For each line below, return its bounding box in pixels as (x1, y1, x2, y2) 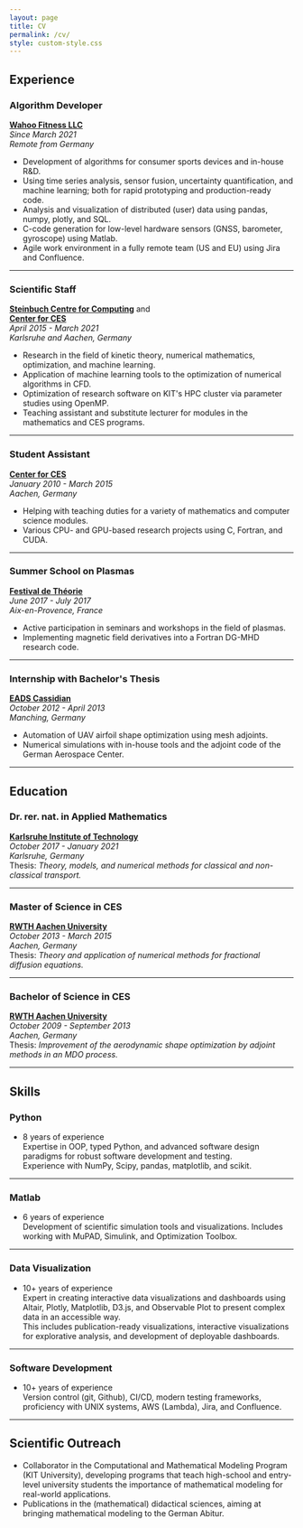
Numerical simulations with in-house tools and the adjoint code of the (22, 740, 281, 750)
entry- (269, 1469, 292, 1480)
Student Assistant (9, 448, 90, 461)
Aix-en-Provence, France (9, 604, 104, 615)
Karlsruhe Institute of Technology (9, 831, 139, 842)
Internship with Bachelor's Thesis (9, 672, 161, 685)
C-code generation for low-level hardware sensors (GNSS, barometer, (22, 223, 283, 234)
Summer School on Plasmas (9, 565, 135, 578)
